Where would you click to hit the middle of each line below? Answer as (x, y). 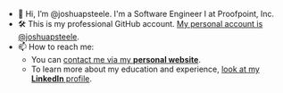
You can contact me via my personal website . (116, 59)
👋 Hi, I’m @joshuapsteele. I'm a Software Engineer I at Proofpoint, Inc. (146, 14)
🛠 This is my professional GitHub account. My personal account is (140, 24)
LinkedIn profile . (61, 79)
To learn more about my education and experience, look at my (146, 69)
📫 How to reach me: (56, 46)
